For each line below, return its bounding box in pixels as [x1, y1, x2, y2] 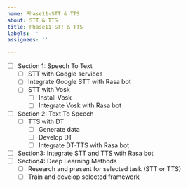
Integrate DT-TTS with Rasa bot [38, 141, 130, 149]
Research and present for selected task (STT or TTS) [27, 164, 182, 173]
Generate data [38, 125, 81, 133]
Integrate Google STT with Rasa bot [27, 78, 131, 86]
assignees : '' [7, 36, 49, 43]
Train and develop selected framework [27, 173, 140, 181]
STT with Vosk [27, 86, 70, 94]
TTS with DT [27, 117, 65, 126]
